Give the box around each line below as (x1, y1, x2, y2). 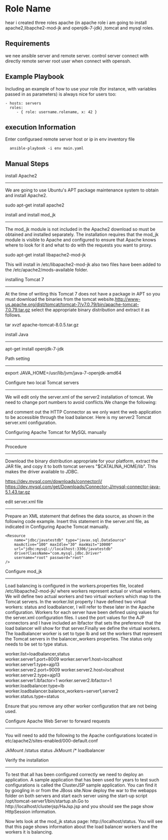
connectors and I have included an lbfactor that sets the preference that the (5, 620, 161, 626)
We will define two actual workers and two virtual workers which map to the (5, 593, 161, 599)
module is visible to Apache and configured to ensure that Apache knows (5, 237, 156, 243)
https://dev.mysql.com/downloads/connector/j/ (5, 478, 102, 484)
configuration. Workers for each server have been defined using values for (5, 609, 159, 615)
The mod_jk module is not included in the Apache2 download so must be (5, 226, 156, 232)
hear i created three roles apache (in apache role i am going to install (5, 19, 147, 25)
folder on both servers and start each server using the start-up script (5, 793, 147, 799)
